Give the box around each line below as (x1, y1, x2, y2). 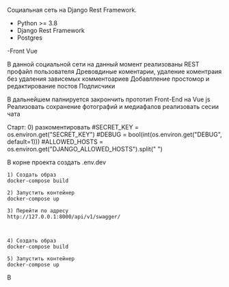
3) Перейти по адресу (7, 208, 69, 214)
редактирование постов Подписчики (7, 82, 116, 90)
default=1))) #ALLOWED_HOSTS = (7, 138, 104, 146)
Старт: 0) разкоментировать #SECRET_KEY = (7, 123, 139, 131)
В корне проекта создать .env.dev (7, 158, 107, 166)
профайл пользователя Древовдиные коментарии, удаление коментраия (7, 68, 222, 75)
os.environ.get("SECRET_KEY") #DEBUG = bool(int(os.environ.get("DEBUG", (7, 130, 222, 138)
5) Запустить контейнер (7, 255, 75, 262)
